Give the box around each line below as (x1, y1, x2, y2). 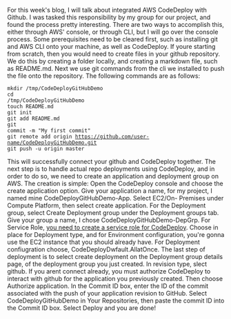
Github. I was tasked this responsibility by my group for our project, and (7, 13, 211, 21)
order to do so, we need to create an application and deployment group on (7, 172, 219, 180)
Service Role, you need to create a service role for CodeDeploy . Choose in (7, 223, 219, 231)
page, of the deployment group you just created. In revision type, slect (7, 260, 208, 268)
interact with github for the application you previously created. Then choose (7, 275, 223, 282)
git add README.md (7, 115, 60, 122)
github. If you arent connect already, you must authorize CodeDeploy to (7, 267, 211, 275)
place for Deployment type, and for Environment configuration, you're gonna (7, 231, 225, 238)
